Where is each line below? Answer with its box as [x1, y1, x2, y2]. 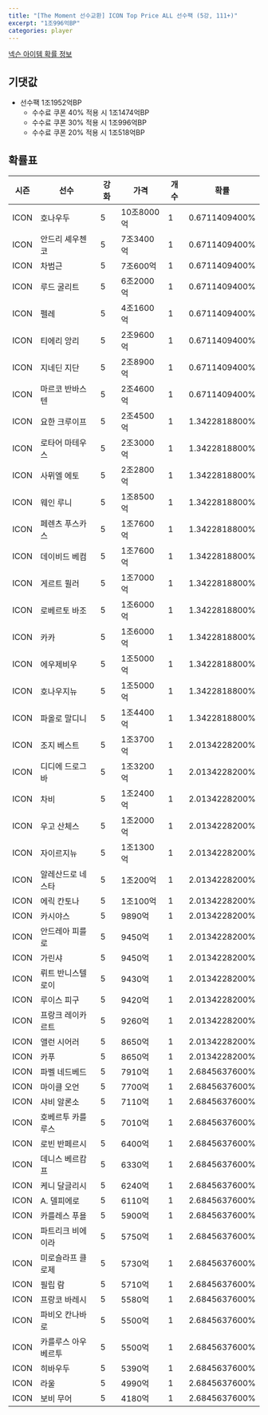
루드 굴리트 [40, 281, 80, 292]
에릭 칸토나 [40, 896, 80, 907]
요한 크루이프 [40, 416, 87, 427]
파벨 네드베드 [40, 1067, 87, 1077]
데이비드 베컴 [40, 551, 87, 562]
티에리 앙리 [40, 336, 80, 346]
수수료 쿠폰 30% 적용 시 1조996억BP [31, 117, 148, 128]
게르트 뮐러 [40, 578, 80, 589]
